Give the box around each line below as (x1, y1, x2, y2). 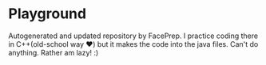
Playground (8, 5, 86, 23)
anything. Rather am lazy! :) (8, 48, 99, 57)
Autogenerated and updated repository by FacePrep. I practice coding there (8, 31, 258, 40)
